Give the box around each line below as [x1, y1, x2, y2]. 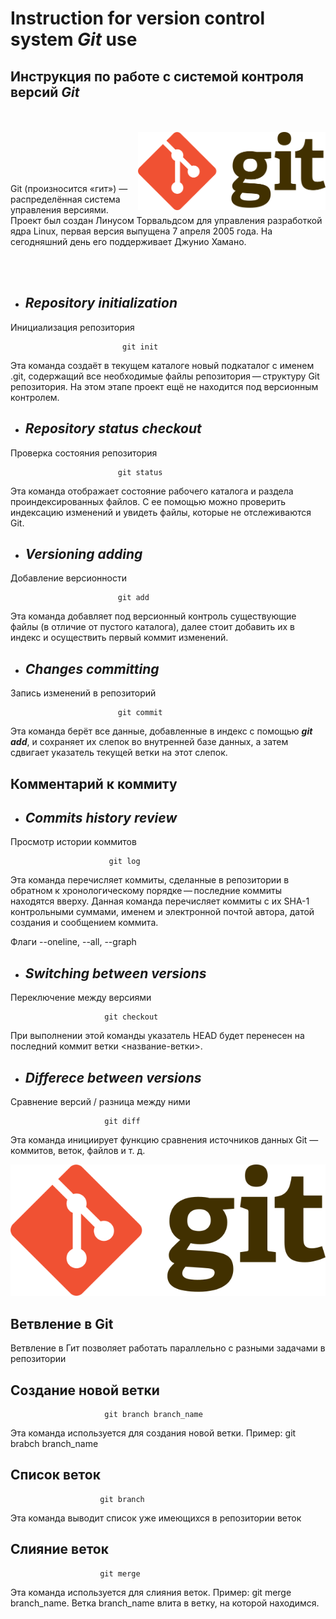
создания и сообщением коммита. [10, 917, 159, 929]
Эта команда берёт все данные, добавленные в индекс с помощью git [10, 725, 313, 737]
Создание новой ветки [10, 1382, 160, 1399]
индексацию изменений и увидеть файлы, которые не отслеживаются [10, 506, 312, 518]
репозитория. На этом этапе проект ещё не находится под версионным [10, 380, 319, 392]
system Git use [10, 28, 138, 51]
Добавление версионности [10, 572, 127, 584]
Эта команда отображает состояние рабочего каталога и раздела [10, 485, 294, 497]
